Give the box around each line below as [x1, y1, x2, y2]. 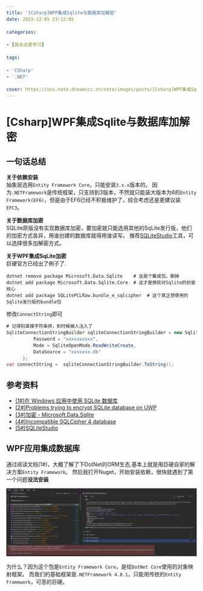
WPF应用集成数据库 [6, 443, 80, 454]
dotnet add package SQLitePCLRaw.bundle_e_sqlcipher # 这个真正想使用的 [6, 293, 188, 299]
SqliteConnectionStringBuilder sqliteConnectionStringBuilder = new [6, 330, 182, 336]
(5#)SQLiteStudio [14, 424, 59, 432]
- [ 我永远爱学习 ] [6, 42, 45, 48]
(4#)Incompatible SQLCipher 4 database [14, 418, 117, 426]
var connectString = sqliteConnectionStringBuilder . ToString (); [6, 361, 174, 368]
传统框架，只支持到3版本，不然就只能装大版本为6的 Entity [52, 189, 197, 196]
